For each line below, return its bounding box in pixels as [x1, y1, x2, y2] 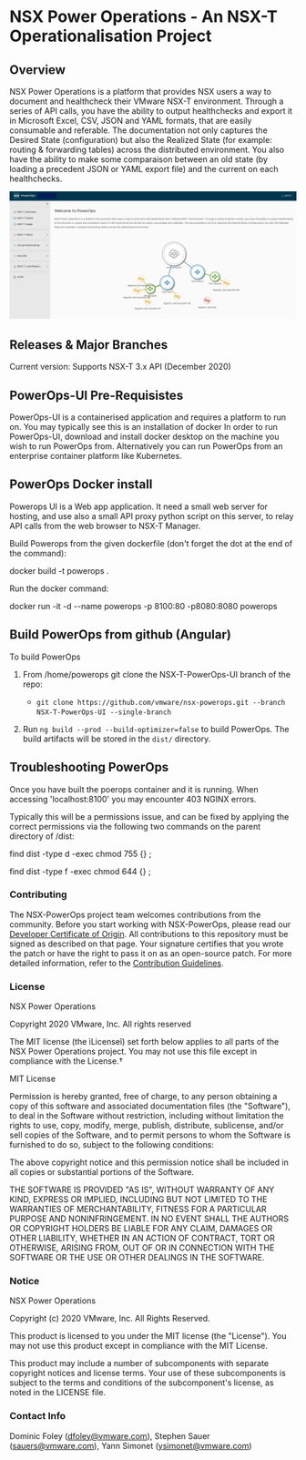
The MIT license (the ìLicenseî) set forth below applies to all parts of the [9, 1036, 280, 1047]
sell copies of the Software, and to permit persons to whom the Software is [9, 1129, 291, 1140]
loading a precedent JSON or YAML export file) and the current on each [9, 164, 280, 174]
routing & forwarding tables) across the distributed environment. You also [9, 144, 285, 155]
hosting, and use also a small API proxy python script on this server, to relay [9, 510, 294, 521]
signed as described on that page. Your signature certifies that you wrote [9, 938, 284, 949]
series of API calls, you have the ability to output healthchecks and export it [9, 106, 293, 116]
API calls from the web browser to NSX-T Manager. [9, 520, 201, 531]
